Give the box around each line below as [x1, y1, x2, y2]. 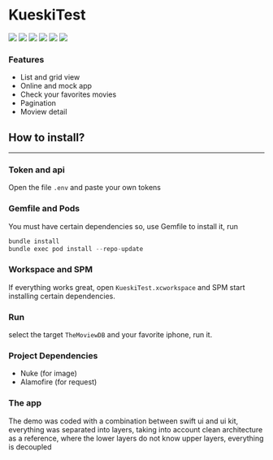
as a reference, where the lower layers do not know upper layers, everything [8, 433, 264, 443]
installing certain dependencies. [8, 291, 116, 301]
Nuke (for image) [19, 368, 77, 379]
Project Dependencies [8, 349, 98, 361]
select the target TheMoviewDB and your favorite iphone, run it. [8, 329, 213, 339]
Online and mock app [19, 81, 92, 91]
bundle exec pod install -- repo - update [8, 245, 144, 253]
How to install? [8, 130, 85, 144]
